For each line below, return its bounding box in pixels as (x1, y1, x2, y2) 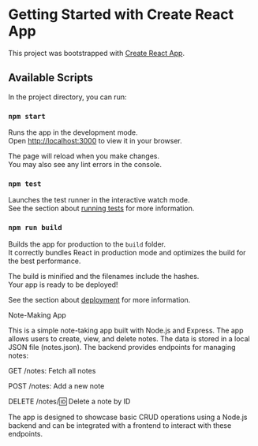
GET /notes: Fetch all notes (8, 366, 96, 375)
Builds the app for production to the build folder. (8, 239, 166, 249)
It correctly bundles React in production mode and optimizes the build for (8, 247, 246, 257)
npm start (8, 112, 46, 121)
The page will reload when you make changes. (8, 151, 160, 161)
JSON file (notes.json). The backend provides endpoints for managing (8, 342, 236, 351)
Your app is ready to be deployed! (8, 280, 118, 289)
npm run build (8, 223, 62, 232)
